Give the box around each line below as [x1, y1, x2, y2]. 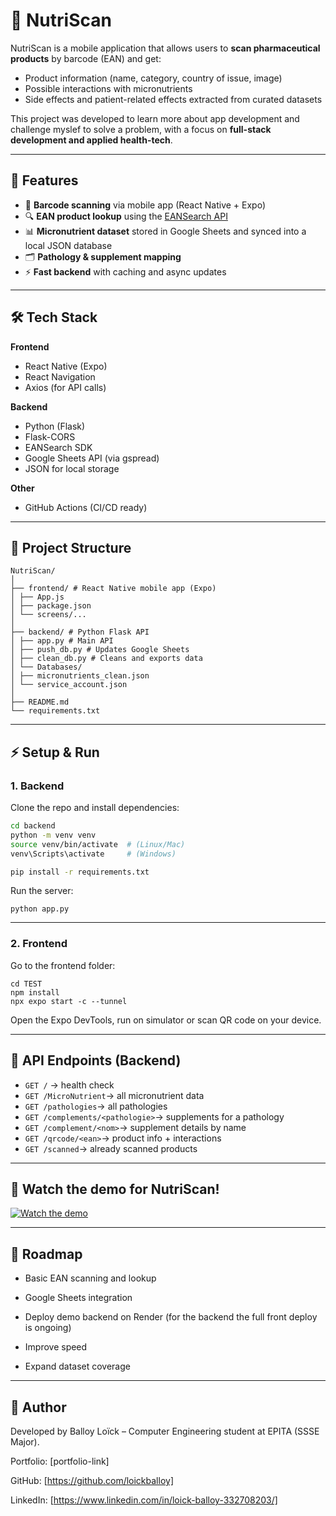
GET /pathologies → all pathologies [24, 1100, 168, 1112]
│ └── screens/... [10, 610, 87, 620]
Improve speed [24, 1341, 88, 1353]
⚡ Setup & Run [10, 744, 100, 761]
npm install [10, 987, 60, 998]
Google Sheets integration [24, 1292, 133, 1304]
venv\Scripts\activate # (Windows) [10, 849, 177, 859]
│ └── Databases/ [10, 662, 83, 673]
